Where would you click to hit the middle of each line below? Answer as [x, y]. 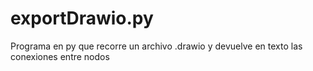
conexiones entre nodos [60, 56]
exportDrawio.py [82, 18]
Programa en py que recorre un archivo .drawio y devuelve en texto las [156, 46]
